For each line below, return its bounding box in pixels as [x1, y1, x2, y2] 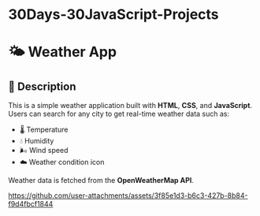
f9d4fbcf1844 [8, 199, 54, 209]
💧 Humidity [19, 136, 54, 146]
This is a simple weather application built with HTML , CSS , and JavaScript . [8, 101, 253, 110]
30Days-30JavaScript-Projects [8, 6, 219, 24]
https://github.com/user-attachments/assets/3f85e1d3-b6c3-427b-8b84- [8, 191, 248, 200]
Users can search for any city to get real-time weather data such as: [8, 109, 230, 119]
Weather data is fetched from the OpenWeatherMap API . [8, 176, 195, 185]
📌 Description [8, 80, 76, 93]
